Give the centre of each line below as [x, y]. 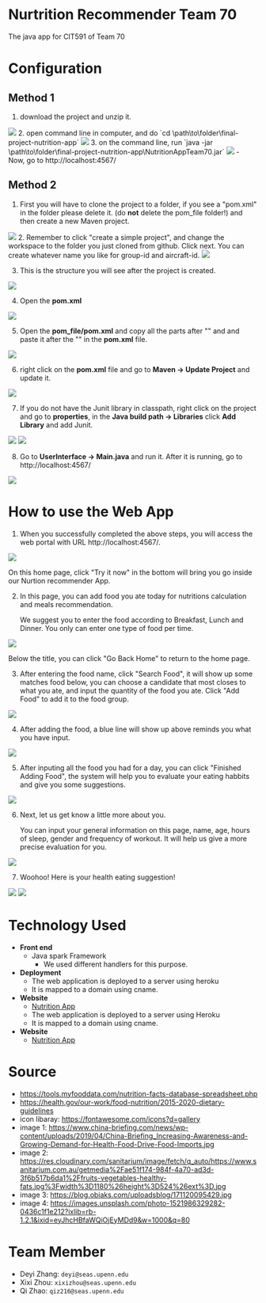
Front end [36, 947]
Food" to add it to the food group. [74, 699]
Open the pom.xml [50, 300]
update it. [35, 378]
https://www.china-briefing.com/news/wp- [119, 1127]
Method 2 [32, 185]
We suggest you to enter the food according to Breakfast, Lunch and [131, 620]
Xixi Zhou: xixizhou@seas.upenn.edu [78, 1282]
